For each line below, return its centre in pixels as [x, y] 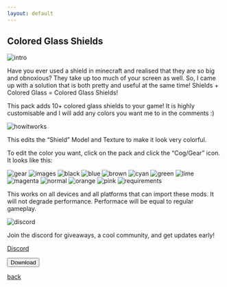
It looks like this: [30, 160]
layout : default [30, 13]
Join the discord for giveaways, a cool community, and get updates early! [111, 235]
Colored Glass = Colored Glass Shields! [63, 92]
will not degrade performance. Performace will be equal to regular [100, 201]
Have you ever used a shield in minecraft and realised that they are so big [111, 71]
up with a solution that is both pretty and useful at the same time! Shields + [113, 86]
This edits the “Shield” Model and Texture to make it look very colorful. [107, 140]
